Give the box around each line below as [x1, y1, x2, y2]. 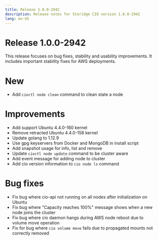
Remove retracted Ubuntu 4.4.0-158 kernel [12, 130, 98, 136]
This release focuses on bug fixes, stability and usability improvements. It [5, 53, 152, 59]
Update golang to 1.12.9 [12, 135, 59, 141]
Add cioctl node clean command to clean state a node [12, 92, 123, 97]
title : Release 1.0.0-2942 [5, 7, 60, 12]
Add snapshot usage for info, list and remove [12, 146, 103, 151]
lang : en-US [5, 16, 29, 21]
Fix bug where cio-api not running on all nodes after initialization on [12, 194, 147, 200]
